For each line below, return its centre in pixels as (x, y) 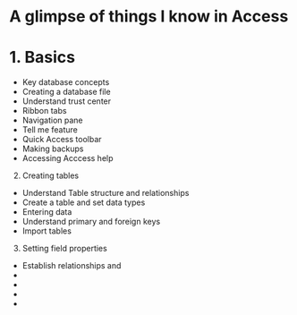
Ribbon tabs (44, 111)
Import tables (47, 231)
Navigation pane (52, 120)
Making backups (53, 149)
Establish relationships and (72, 266)
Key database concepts (66, 82)
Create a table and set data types (84, 202)
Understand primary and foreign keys (91, 222)
